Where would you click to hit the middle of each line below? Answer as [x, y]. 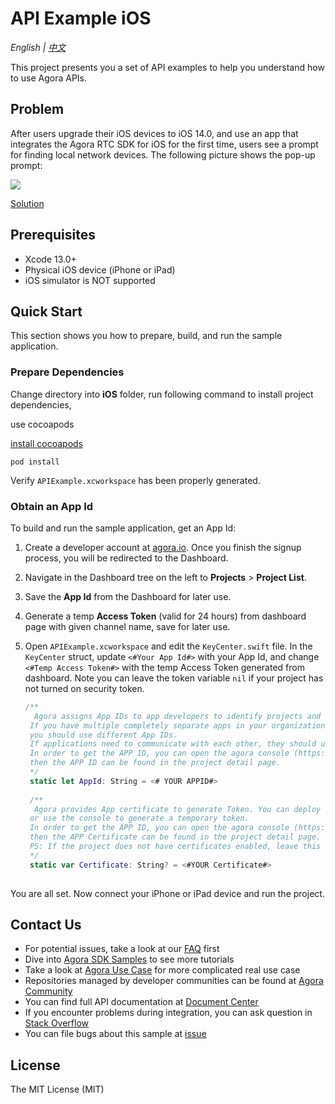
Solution [27, 203]
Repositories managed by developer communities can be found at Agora [174, 981]
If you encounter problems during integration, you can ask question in [168, 1013]
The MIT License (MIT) [57, 1089]
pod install [35, 462]
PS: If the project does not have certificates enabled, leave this [175, 847]
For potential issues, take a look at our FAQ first [122, 949]
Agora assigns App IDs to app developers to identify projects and [178, 716]
